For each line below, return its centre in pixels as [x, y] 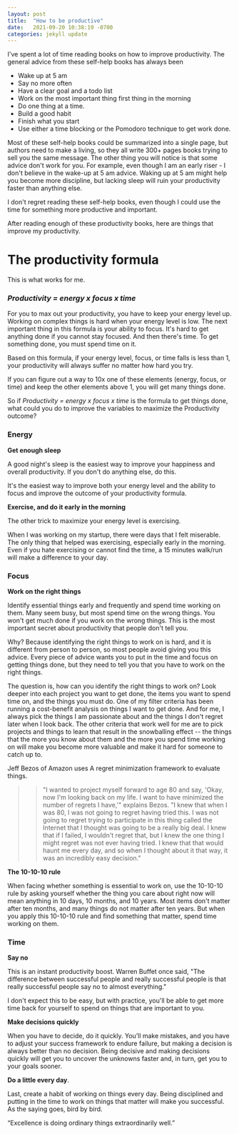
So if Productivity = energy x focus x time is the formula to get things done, [118, 401]
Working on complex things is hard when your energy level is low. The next [117, 322]
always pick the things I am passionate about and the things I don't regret [115, 717]
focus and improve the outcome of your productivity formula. [97, 493]
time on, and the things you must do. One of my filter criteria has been [111, 702]
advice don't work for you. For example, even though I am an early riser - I [117, 166]
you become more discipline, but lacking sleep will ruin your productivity [114, 181]
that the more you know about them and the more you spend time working [117, 740]
